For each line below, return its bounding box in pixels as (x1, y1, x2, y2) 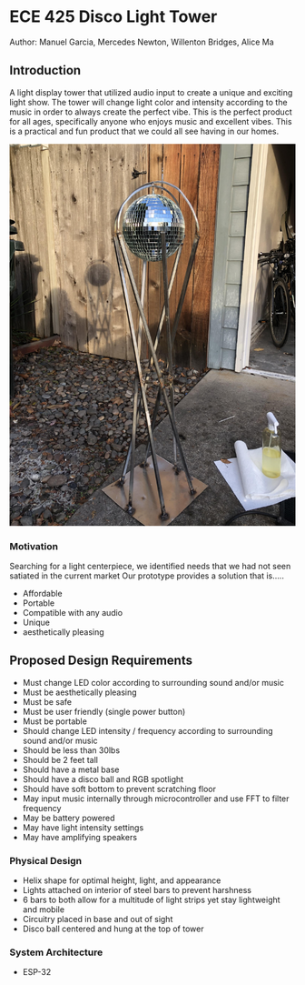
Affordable (22, 588, 63, 599)
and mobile (22, 904, 65, 915)
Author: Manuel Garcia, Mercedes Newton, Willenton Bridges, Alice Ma (9, 36, 274, 47)
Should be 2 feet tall (22, 754, 98, 765)
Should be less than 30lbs (22, 744, 121, 756)
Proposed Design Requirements (9, 653, 193, 668)
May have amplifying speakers (22, 831, 138, 842)
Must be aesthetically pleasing (22, 687, 138, 698)
